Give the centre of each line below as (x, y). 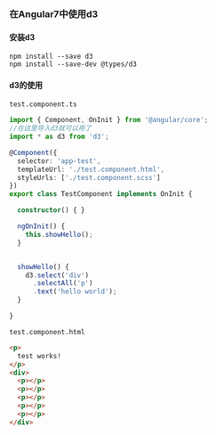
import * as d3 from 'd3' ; (59, 137)
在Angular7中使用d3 (54, 13)
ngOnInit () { (41, 226)
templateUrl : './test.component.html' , (91, 169)
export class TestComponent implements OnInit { (101, 194)
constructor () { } (52, 210)
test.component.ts (43, 104)
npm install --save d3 (51, 57)
